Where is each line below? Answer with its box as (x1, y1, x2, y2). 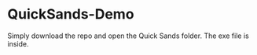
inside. (7, 39, 29, 48)
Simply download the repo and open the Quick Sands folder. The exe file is (7, 31, 249, 40)
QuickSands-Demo (7, 5, 134, 23)
